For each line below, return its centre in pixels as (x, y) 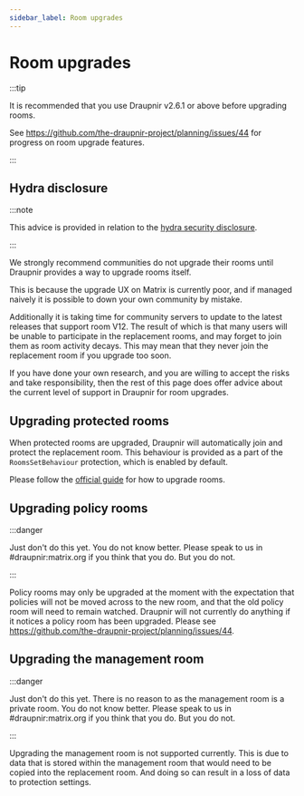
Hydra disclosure (59, 188)
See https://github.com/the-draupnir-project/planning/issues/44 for (136, 132)
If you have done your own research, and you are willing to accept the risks (150, 374)
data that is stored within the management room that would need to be (140, 762)
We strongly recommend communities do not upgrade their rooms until (142, 263)
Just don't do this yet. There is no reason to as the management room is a (147, 698)
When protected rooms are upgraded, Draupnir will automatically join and (146, 443)
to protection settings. (51, 781)
